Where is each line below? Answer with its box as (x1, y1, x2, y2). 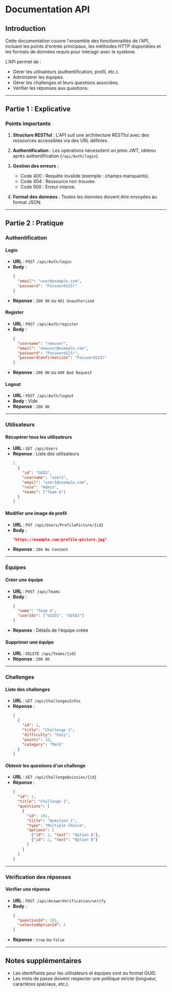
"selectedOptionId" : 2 (17, 923, 66, 928)
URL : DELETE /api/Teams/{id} (12, 650, 76, 657)
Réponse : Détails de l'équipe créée (12, 627, 89, 633)
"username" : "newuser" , (17, 341, 68, 346)
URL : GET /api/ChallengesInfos (12, 698, 81, 704)
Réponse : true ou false (12, 936, 65, 943)
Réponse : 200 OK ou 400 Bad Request (12, 369, 92, 376)
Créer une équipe (5, 576, 44, 582)
